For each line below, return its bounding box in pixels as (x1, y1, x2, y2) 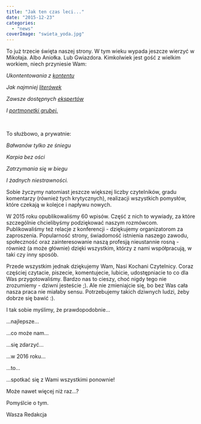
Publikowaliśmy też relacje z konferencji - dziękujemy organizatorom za (6, 226, 184, 233)
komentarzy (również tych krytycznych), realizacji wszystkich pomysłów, (6, 195, 187, 202)
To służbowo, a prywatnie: (6, 130, 71, 138)
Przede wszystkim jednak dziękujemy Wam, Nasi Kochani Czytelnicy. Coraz (6, 262, 194, 270)
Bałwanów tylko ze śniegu (6, 142, 71, 149)
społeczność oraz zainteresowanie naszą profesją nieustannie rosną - (6, 238, 179, 246)
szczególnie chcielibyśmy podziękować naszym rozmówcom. (6, 219, 158, 226)
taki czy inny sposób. (6, 251, 59, 258)
